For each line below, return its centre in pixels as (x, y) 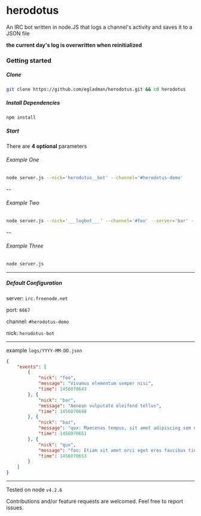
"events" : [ (32, 367)
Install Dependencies (33, 103)
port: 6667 (18, 310)
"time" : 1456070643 (62, 389)
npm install (21, 117)
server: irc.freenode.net (37, 298)
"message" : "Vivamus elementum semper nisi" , (96, 384)
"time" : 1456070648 (62, 411)
